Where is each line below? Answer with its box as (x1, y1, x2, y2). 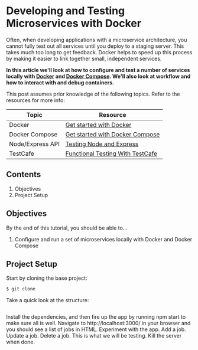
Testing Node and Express (65, 140, 139, 148)
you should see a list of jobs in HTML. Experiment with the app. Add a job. (6, 326, 186, 333)
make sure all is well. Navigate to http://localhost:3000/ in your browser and (6, 320, 191, 327)
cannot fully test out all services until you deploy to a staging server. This (6, 42, 184, 50)
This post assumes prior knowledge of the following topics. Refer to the (6, 90, 180, 97)
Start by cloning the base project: (6, 274, 87, 282)
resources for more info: (6, 96, 65, 104)
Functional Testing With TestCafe (65, 149, 158, 158)
